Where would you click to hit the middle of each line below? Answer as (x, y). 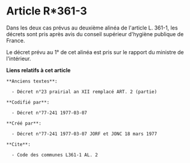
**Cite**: (19, 144)
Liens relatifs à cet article (38, 70)
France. (16, 40)
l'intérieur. (19, 58)
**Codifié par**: (28, 102)
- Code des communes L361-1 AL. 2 (55, 155)
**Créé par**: (24, 123)
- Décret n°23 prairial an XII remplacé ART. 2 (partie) (84, 91)
